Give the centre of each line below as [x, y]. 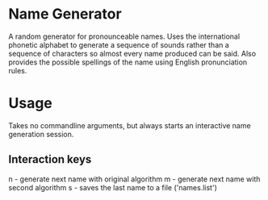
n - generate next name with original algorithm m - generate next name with [134, 179]
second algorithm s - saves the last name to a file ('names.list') [113, 187]
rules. [18, 70]
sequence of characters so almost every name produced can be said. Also [132, 53]
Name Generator [65, 14]
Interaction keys [50, 159]
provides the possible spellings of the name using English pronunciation [128, 62]
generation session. [41, 134]
